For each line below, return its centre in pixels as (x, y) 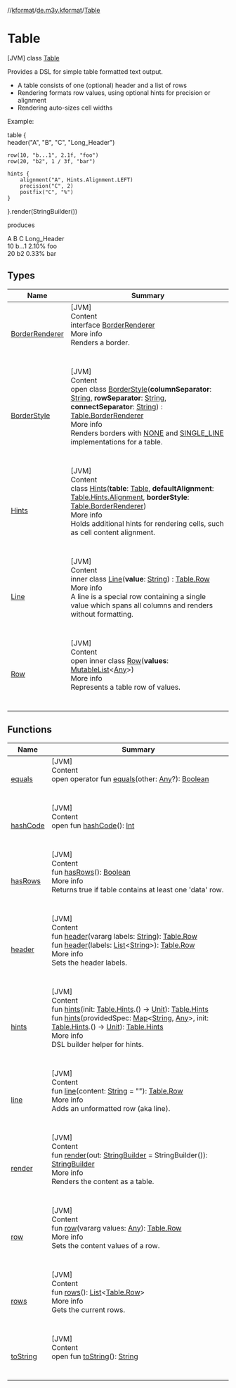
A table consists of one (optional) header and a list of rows (102, 85)
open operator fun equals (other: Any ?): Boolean (130, 778)
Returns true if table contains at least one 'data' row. (138, 889)
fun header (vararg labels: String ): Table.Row (125, 936)
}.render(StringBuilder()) (42, 211)
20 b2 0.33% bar (32, 253)
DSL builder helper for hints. (98, 1044)
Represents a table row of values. (126, 687)
